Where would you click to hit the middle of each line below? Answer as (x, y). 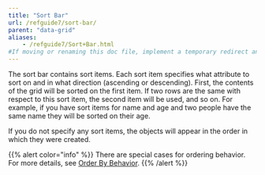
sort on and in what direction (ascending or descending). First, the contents (131, 82)
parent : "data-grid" (42, 30)
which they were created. (49, 139)
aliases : (22, 37)
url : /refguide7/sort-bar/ (52, 23)
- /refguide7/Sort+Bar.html (68, 45)
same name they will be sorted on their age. (80, 116)
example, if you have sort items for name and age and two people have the (130, 108)
